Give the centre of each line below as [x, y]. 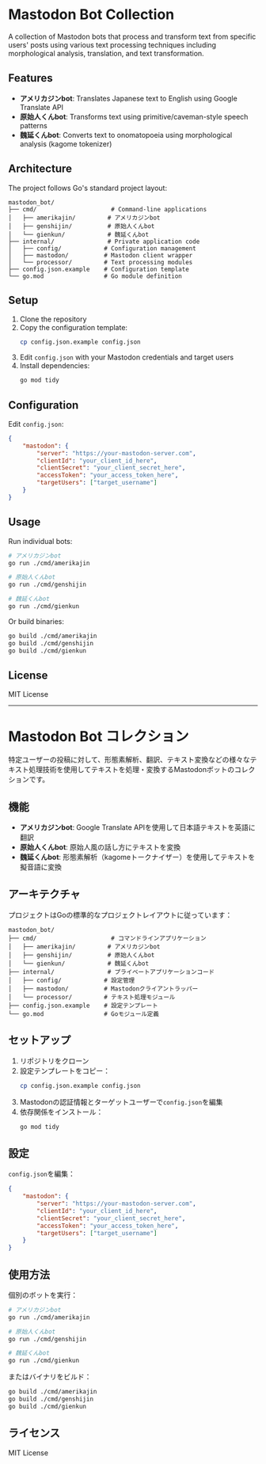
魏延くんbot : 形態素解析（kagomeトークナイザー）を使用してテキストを [137, 857]
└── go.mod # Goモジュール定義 [84, 1014]
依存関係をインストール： [61, 1112]
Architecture [40, 169]
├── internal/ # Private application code [104, 241]
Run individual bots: [40, 541]
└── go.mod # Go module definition [95, 276]
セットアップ [40, 1040]
